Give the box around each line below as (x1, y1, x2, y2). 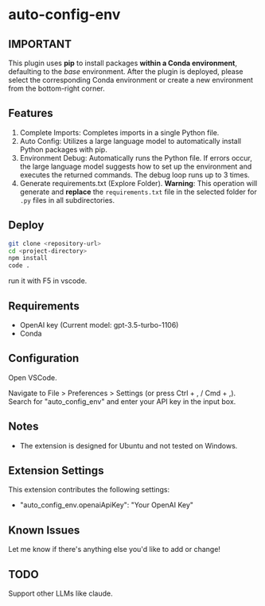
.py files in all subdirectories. (19, 195, 115, 204)
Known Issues (8, 523, 80, 537)
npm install (8, 254, 48, 262)
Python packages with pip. (19, 145, 107, 154)
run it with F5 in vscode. (8, 276, 88, 286)
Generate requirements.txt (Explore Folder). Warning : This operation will (19, 178, 258, 188)
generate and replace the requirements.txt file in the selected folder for (19, 187, 257, 196)
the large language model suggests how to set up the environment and (19, 161, 252, 171)
